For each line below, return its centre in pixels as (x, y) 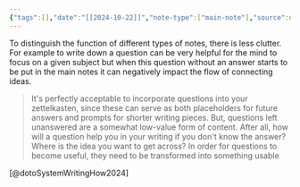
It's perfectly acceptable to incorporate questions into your (139, 98)
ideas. (21, 81)
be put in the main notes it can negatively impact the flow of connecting (142, 72)
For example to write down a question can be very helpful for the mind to (143, 52)
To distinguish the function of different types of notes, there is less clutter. (146, 43)
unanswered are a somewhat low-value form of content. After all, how (159, 127)
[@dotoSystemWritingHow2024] (69, 173)
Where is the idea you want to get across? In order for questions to (154, 146)
